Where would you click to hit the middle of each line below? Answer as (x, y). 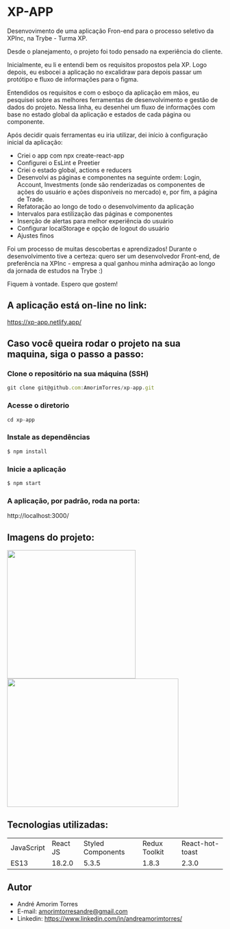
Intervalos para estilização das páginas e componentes (95, 214)
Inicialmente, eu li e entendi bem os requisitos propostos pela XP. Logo (107, 64)
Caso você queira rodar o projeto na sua (94, 344)
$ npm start (24, 483)
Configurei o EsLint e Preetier (59, 162)
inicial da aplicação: (35, 142)
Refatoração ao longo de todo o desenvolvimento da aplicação (105, 206)
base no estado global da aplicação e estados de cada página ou (99, 114)
